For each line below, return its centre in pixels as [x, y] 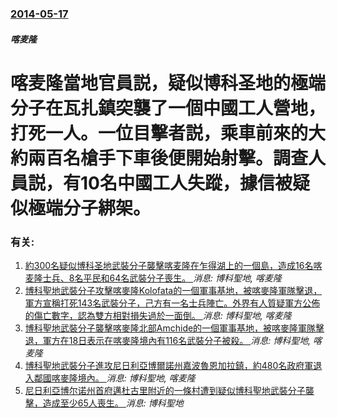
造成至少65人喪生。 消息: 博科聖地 [113, 403]
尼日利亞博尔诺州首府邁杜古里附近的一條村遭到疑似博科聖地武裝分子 [165, 390]
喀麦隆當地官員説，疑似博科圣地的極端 [168, 83]
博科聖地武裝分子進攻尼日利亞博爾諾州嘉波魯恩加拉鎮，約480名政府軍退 [173, 365]
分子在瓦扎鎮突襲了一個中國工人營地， [168, 108]
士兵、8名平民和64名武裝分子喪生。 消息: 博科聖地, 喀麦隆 [162, 278]
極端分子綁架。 [90, 208]
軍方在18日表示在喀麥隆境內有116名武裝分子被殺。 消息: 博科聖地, [177, 340]
